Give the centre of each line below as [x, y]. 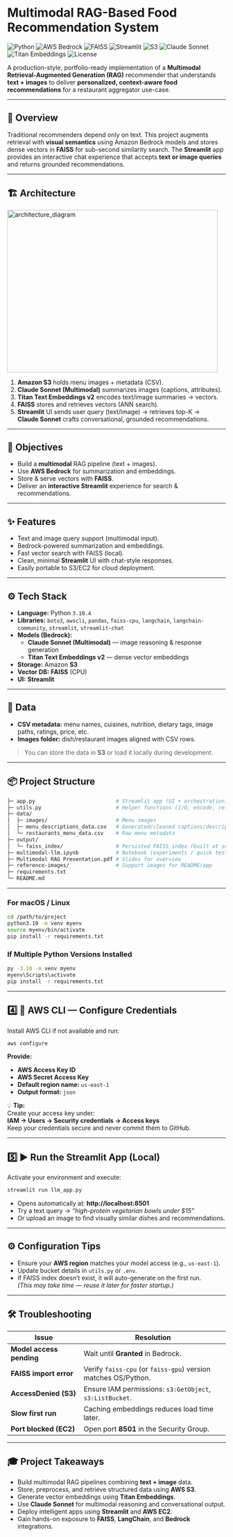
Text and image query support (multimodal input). [88, 538]
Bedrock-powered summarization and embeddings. [91, 546]
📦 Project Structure [51, 782]
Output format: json [46, 1092]
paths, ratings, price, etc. [53, 731]
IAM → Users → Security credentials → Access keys [84, 1121]
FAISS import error [42, 1373]
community [32, 628]
